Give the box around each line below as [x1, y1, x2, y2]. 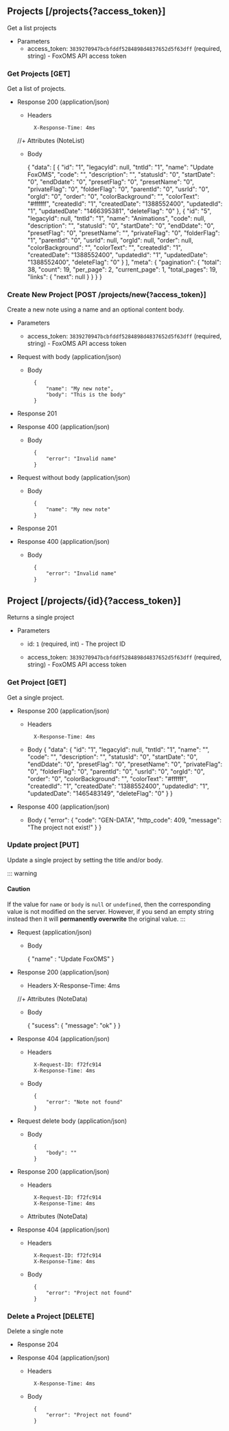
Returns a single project [7, 613, 74, 622]
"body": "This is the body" [45, 391, 126, 398]
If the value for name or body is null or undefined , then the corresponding [7, 900, 211, 908]
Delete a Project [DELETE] [7, 1311, 95, 1321]
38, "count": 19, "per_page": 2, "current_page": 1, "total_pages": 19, [27, 265, 218, 274]
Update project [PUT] [7, 840, 80, 850]
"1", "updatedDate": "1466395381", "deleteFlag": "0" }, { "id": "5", [27, 207, 212, 215]
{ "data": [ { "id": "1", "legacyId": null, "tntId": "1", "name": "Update [27, 163, 214, 171]
